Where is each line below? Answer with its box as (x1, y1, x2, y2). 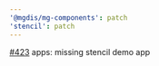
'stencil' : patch (9, 22, 75, 31)
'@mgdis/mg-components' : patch (9, 13, 128, 23)
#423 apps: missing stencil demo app (9, 46, 151, 57)
